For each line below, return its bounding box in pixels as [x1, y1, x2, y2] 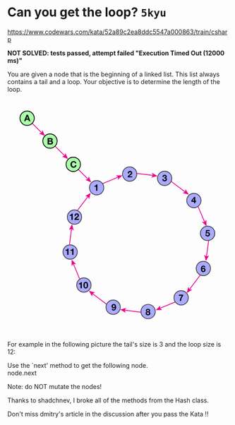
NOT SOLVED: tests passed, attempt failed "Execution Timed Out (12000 [7, 49, 225, 57]
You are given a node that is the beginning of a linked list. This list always [7, 70, 220, 78]
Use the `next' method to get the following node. [7, 361, 148, 370]
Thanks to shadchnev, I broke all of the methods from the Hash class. [7, 396, 210, 405]
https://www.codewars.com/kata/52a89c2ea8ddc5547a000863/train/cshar [7, 28, 228, 36]
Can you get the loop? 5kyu [7, 4, 167, 20]
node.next [7, 369, 37, 378]
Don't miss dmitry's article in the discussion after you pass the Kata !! [7, 410, 209, 419]
